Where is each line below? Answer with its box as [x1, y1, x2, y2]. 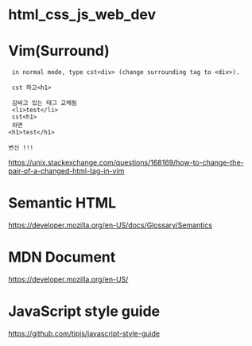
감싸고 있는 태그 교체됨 [11, 99, 78, 107]
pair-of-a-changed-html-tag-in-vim [8, 166, 125, 176]
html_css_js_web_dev [8, 6, 157, 24]
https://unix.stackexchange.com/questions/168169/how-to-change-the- [8, 157, 244, 168]
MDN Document [8, 248, 116, 266]
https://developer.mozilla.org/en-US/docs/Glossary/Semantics [8, 220, 213, 230]
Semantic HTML [8, 194, 117, 212]
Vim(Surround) [8, 42, 110, 60]
